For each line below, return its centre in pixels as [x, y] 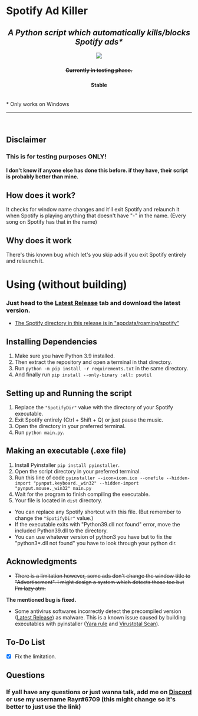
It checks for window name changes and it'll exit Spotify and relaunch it [93, 210]
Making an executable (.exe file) [66, 451]
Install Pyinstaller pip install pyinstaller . [67, 465]
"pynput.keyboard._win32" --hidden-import [86, 483]
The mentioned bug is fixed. [41, 599]
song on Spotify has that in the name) [52, 222]
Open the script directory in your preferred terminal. [78, 471]
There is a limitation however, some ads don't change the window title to [103, 576]
